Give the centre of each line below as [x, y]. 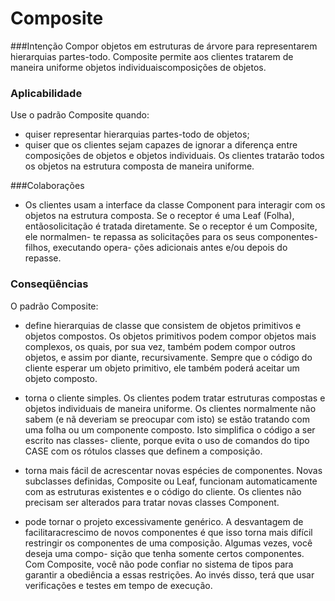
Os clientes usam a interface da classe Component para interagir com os [175, 205]
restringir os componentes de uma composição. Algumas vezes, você [168, 543]
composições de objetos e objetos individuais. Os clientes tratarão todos [174, 156]
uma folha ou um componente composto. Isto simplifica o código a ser [170, 429]
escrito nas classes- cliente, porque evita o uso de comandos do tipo [167, 440]
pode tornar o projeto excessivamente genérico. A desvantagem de [164, 521]
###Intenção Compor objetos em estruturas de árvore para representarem [164, 46]
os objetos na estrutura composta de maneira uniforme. [139, 166]
